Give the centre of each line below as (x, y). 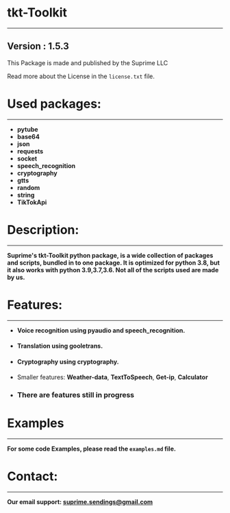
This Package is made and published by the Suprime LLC (88, 62)
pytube (28, 129)
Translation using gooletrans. (60, 346)
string (26, 195)
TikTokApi (32, 202)
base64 (28, 136)
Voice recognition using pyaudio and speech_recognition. (101, 330)
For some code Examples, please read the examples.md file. (92, 449)
